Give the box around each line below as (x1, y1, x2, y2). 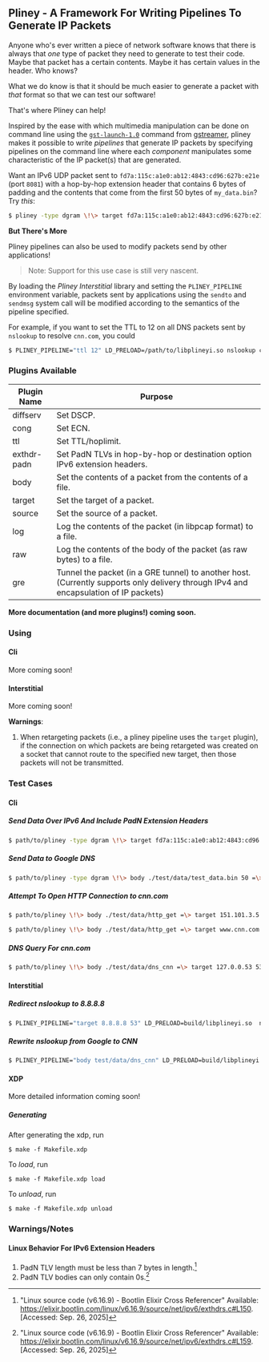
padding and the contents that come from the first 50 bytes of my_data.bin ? (8, 188, 258, 197)
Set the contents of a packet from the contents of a (56, 471, 248, 483)
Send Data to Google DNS (8, 854, 96, 863)
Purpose (139, 390, 174, 402)
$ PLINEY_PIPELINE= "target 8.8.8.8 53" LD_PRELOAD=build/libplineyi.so (8, 1019, 252, 1027)
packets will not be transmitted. (19, 758, 124, 768)
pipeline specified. (8, 306, 70, 316)
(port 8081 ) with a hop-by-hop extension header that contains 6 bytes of (8, 179, 247, 188)
